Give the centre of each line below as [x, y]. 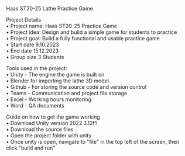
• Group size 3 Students [35, 57]
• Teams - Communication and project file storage [67, 93]
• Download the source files [40, 129]
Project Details [24, 20]
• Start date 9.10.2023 [33, 44]
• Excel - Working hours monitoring [49, 99]
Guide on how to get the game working [53, 117]
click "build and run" [31, 148]
